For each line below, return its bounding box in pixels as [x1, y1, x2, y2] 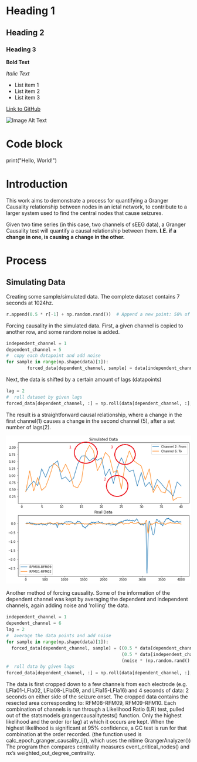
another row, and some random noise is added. [6, 328, 120, 335]
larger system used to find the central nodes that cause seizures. [6, 209, 163, 216]
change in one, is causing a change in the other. [6, 233, 125, 240]
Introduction [6, 178, 68, 191]
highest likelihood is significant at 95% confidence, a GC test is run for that [6, 724, 187, 731]
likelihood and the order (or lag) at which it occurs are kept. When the [6, 718, 174, 725]
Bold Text [6, 58, 30, 65]
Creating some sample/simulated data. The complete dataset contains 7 [6, 293, 180, 300]
